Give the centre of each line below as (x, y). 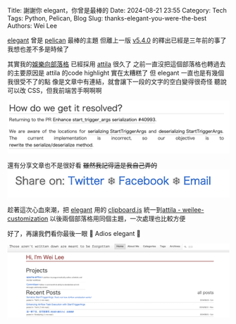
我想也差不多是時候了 (38, 49)
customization (28, 218)
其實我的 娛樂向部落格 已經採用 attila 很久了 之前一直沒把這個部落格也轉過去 (117, 64)
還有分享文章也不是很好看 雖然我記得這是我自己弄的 (82, 166)
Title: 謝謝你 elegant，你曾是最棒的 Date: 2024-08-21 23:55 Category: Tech (117, 10)
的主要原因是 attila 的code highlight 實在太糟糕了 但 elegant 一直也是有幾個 (116, 73)
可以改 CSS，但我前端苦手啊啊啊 (55, 91)
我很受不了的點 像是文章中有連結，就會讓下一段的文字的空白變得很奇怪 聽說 (117, 82)
